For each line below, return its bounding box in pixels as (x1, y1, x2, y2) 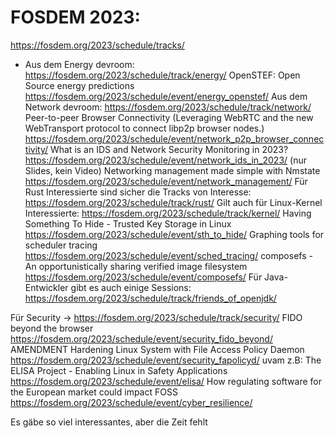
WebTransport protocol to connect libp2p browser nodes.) (24, 122, 265, 134)
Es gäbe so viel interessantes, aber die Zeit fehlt (10, 416, 208, 428)
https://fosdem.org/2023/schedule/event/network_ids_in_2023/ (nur (24, 154, 307, 166)
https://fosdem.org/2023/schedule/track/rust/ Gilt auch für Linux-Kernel (24, 196, 323, 208)
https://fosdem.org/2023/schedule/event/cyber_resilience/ (10, 396, 253, 408)
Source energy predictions (24, 79, 135, 91)
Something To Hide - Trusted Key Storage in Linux (24, 217, 232, 230)
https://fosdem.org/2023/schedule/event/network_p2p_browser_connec (24, 132, 325, 145)
